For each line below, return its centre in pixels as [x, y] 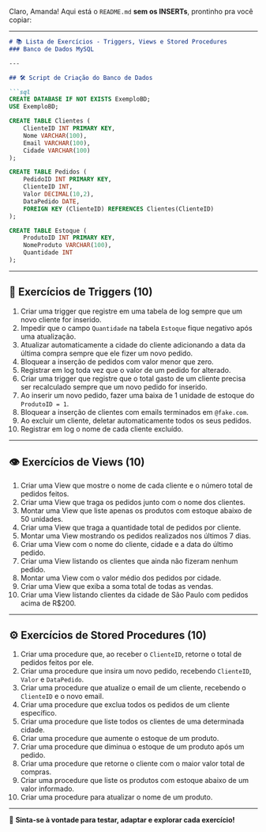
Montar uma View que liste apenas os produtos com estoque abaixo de [136, 511]
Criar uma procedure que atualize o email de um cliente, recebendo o [133, 688]
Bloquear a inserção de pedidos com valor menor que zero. [117, 361]
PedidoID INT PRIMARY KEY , [67, 180]
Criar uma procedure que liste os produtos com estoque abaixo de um [135, 781]
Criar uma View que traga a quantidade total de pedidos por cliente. [131, 527]
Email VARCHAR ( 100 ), [57, 143]
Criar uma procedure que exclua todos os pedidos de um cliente [125, 705]
